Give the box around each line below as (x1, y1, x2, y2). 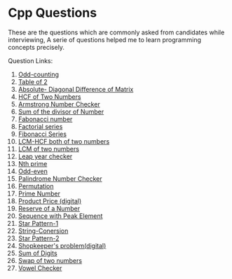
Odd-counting (18, 70, 59, 79)
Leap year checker (18, 152, 73, 161)
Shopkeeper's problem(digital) (18, 241, 107, 250)
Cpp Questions (8, 5, 97, 21)
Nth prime (18, 159, 48, 168)
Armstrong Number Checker (18, 100, 100, 108)
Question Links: (8, 56, 53, 64)
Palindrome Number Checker (18, 174, 102, 183)
